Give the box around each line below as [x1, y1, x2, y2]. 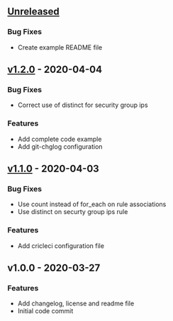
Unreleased [7, 6, 60, 18]
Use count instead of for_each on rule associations [17, 200, 167, 208]
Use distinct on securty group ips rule [17, 208, 128, 216]
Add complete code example [17, 135, 102, 143]
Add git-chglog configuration [17, 142, 103, 151]
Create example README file [17, 43, 103, 52]
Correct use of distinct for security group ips [17, 101, 148, 109]
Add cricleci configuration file [17, 241, 105, 250]
